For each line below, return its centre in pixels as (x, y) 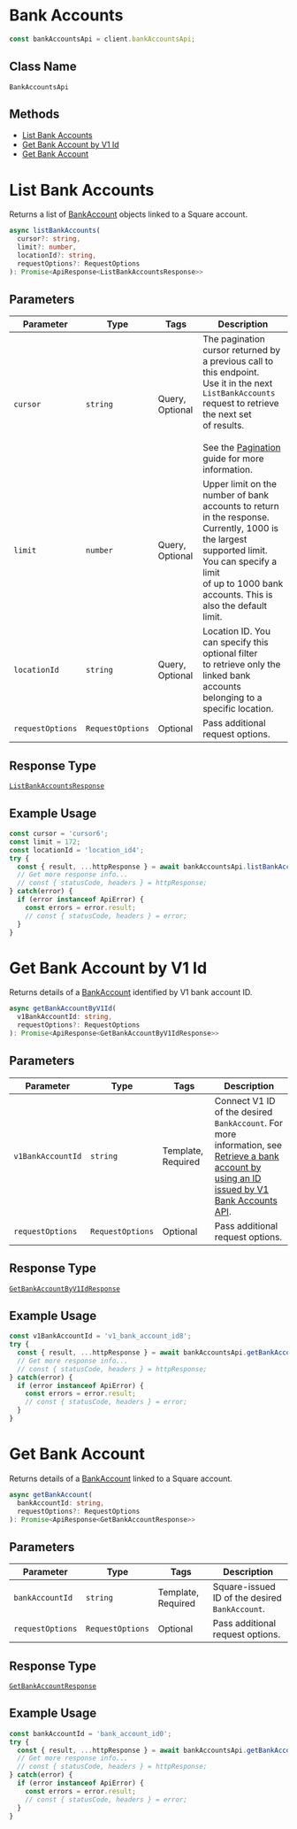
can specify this (236, 643)
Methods (34, 115)
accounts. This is (238, 595)
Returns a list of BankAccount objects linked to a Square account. (129, 214)
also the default (235, 606)
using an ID (238, 1178)
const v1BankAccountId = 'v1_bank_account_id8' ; (100, 1336)
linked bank (227, 675)
